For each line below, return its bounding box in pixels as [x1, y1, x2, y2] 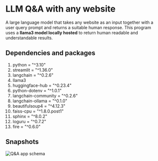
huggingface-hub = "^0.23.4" [12, 82, 72, 88]
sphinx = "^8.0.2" [12, 113, 47, 119]
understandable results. [5, 35, 53, 41]
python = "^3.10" [12, 62, 46, 67]
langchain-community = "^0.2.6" [12, 93, 78, 98]
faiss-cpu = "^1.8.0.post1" [12, 108, 64, 114]
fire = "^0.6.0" [12, 124, 41, 129]
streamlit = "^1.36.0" [12, 67, 53, 73]
